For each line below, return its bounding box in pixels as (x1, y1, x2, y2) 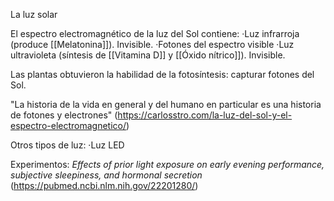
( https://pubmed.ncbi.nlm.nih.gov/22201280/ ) (10, 180, 199, 191)
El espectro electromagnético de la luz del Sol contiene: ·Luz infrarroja (10, 28, 300, 39)
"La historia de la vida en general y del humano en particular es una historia (10, 99, 322, 110)
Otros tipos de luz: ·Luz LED (10, 139, 125, 151)
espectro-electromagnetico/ (10, 120, 127, 131)
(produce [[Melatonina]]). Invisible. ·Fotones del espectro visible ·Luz (10, 39, 295, 50)
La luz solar (10, 9, 58, 20)
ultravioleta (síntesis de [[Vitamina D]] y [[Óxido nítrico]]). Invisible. (10, 49, 286, 61)
